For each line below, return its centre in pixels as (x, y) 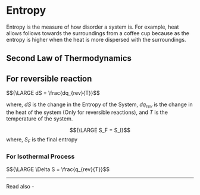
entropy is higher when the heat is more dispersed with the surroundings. (96, 39)
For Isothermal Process (40, 156)
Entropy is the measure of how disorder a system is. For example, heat (93, 27)
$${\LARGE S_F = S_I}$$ (100, 130)
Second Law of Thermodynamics (69, 58)
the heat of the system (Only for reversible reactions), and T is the (87, 112)
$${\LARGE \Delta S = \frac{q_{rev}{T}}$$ (58, 169)
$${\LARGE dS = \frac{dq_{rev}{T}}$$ (53, 93)
